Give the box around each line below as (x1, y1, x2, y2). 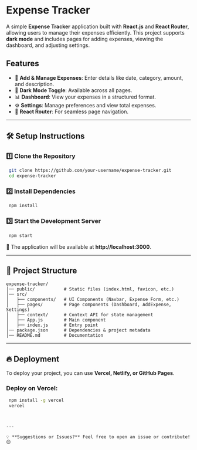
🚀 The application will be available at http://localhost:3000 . (6, 243, 151, 250)
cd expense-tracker (8, 173, 57, 179)
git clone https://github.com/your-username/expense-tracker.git (8, 168, 172, 174)
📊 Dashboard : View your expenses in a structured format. (14, 93, 157, 100)
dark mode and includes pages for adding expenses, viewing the (6, 35, 164, 42)
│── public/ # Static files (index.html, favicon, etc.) (6, 286, 175, 292)
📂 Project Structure (6, 265, 77, 276)
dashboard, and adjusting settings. (6, 42, 90, 49)
